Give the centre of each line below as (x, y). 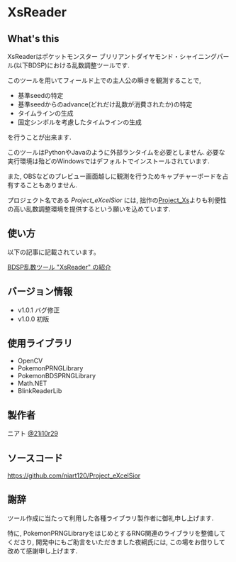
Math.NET (32, 383)
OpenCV (30, 361)
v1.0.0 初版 (33, 319)
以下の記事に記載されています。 (54, 252)
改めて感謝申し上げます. (43, 551)
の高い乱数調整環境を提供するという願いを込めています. (89, 209)
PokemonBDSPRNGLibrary (57, 376)
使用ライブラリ (40, 344)
